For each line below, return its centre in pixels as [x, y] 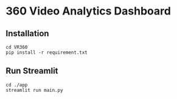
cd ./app [17, 85]
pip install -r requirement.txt [47, 53]
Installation [27, 34]
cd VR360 [17, 47]
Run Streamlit [32, 71]
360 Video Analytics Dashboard [88, 11]
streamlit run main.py [34, 90]
